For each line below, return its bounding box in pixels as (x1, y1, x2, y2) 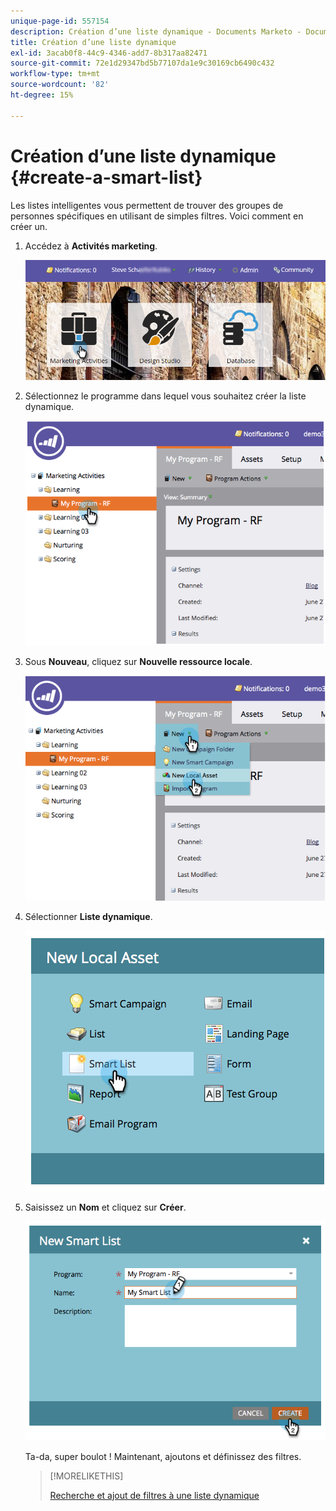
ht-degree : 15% (10, 90, 74, 100)
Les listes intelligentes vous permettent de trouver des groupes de (10, 199, 284, 211)
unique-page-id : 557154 (10, 16, 110, 26)
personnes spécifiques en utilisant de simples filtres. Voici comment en (10, 210, 304, 222)
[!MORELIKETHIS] (49, 1470, 124, 1482)
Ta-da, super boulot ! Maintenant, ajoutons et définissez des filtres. (24, 1450, 302, 1462)
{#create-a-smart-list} (10, 166, 203, 189)
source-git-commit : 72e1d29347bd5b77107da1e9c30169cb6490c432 (10, 58, 275, 69)
